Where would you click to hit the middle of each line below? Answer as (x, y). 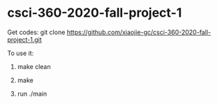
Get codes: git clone (36, 32)
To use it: (21, 53)
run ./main (32, 94)
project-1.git (24, 39)
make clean (34, 66)
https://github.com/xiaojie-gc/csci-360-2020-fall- (139, 32)
